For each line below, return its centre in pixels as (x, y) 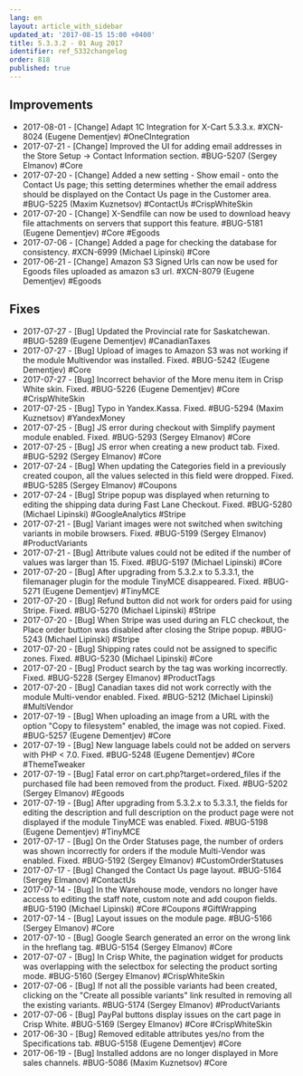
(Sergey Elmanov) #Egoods (73, 793)
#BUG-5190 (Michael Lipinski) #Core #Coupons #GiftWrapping (140, 908)
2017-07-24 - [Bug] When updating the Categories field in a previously (154, 466)
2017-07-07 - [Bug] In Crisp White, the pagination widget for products (153, 956)
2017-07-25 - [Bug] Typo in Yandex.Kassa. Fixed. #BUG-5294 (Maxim (153, 408)
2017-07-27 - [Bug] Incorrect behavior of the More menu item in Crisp (153, 379)
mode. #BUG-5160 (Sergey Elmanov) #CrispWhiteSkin (123, 975)
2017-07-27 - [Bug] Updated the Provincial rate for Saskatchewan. (146, 331)
